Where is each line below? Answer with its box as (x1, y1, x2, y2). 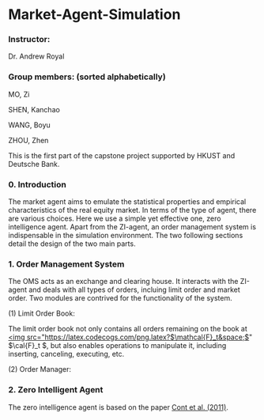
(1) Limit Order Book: (8, 308, 75, 318)
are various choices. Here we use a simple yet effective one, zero (8, 214, 221, 223)
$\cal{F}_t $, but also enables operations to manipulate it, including (8, 341, 227, 350)
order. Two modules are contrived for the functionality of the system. (8, 293, 232, 303)
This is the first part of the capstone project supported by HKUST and (8, 150, 236, 160)
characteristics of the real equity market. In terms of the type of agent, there (8, 206, 257, 215)
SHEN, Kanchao (8, 104, 61, 114)
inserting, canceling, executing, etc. (8, 350, 125, 359)
